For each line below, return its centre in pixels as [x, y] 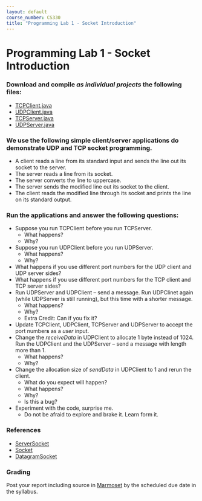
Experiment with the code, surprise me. [64, 408]
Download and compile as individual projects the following [94, 85]
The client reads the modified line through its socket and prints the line [103, 193]
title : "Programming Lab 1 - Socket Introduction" [71, 23]
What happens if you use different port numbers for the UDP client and [103, 267]
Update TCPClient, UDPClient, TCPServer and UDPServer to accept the [104, 325]
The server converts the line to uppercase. [68, 180]
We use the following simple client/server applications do [93, 140]
